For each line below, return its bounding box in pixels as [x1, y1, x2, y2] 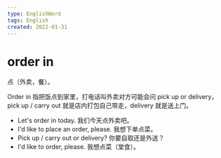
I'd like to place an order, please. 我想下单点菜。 [17, 125, 157, 133]
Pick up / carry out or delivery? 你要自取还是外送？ [17, 134, 165, 143]
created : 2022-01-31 [7, 23, 68, 30]
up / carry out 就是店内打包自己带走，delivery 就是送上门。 [20, 101, 192, 110]
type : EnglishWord [7, 10, 61, 18]
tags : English [7, 17, 49, 24]
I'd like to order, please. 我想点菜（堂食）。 [17, 143, 140, 151]
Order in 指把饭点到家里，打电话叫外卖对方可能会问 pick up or [7, 93, 187, 101]
